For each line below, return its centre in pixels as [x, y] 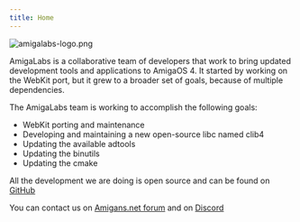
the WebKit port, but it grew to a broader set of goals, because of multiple [146, 80]
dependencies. [37, 89]
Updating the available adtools [79, 143]
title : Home [32, 18]
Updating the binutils [61, 153]
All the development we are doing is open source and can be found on [140, 180]
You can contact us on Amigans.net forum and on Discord [117, 208]
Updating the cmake [60, 162]
